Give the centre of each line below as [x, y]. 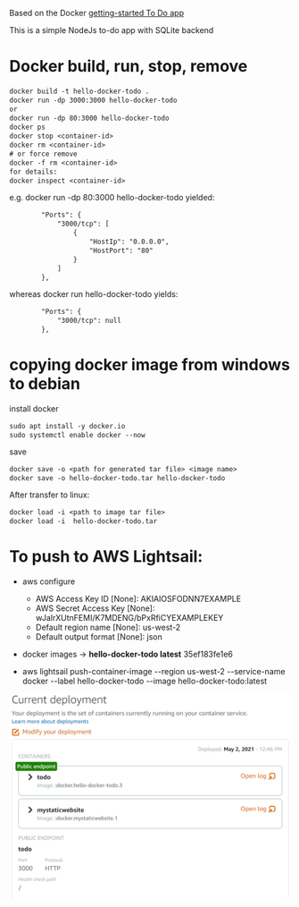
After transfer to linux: [50, 495]
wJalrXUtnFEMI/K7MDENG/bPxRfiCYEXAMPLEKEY [129, 617]
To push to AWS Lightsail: [106, 557]
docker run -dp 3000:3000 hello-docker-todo [93, 100]
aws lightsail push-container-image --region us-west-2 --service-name [154, 671]
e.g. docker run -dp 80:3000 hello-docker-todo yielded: [112, 197]
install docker [34, 408]
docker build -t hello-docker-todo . [79, 91]
